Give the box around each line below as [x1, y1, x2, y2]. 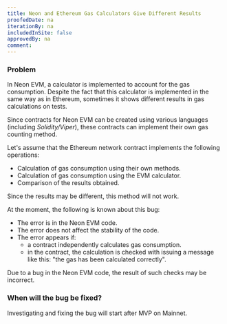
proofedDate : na [7, 17, 54, 23]
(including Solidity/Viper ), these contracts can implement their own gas [7, 123, 208, 131]
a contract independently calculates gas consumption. [27, 241, 182, 249]
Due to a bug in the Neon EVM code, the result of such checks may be [7, 269, 207, 277]
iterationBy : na [7, 23, 54, 30]
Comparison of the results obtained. [17, 179, 120, 187]
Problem [7, 65, 36, 74]
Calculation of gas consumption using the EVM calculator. [17, 171, 182, 180]
